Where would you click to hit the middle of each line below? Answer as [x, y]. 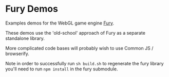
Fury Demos [32, 9]
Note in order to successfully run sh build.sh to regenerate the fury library [85, 63]
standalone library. [25, 38]
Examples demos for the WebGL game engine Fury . [60, 23]
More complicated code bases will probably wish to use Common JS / [79, 48]
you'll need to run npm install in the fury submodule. [62, 69]
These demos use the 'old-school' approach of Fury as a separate [75, 33]
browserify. [17, 54]
